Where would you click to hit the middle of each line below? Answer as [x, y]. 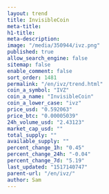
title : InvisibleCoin [38, 20]
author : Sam [24, 180]
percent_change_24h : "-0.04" [49, 154]
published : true [30, 52]
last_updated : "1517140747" [48, 167]
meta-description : [33, 39]
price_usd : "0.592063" [40, 109]
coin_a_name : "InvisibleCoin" [51, 97]
